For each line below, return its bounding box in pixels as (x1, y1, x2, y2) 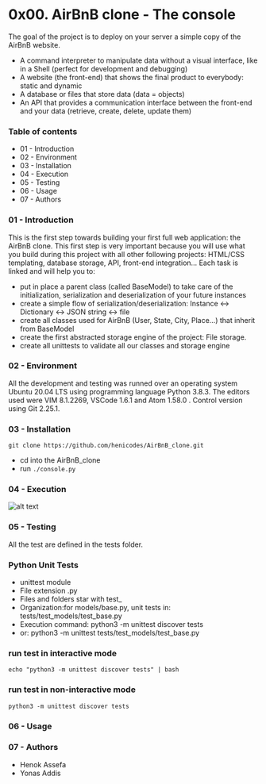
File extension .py (19, 586, 78, 596)
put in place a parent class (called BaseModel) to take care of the (19, 282, 233, 291)
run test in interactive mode (8, 648, 118, 659)
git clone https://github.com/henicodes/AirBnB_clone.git (8, 442, 204, 450)
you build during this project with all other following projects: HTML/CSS (8, 249, 245, 259)
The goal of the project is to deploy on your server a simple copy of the (8, 32, 241, 41)
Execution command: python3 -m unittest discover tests (19, 620, 204, 629)
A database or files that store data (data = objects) (19, 89, 185, 98)
